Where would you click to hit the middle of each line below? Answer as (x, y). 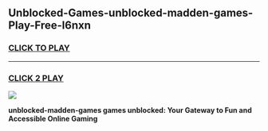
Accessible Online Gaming (53, 118)
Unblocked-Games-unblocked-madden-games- (131, 13)
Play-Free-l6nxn (50, 26)
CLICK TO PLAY (39, 48)
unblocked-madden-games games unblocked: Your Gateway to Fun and (130, 110)
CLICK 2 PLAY (36, 78)
